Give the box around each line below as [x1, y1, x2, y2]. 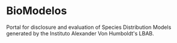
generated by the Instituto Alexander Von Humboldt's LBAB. [6, 29, 154, 37]
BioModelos [6, 4, 67, 18]
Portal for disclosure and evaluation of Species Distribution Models [6, 24, 172, 31]
